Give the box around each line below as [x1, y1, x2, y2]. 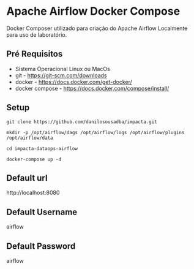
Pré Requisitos [6, 49, 63, 59]
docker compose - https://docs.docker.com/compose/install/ [15, 85, 170, 92]
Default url [6, 173, 48, 183]
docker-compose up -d [6, 156, 62, 162]
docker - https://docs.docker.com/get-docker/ [15, 78, 133, 85]
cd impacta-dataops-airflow [6, 145, 78, 151]
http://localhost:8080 [6, 189, 60, 197]
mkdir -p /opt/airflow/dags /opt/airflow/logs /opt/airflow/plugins [6, 129, 185, 135]
